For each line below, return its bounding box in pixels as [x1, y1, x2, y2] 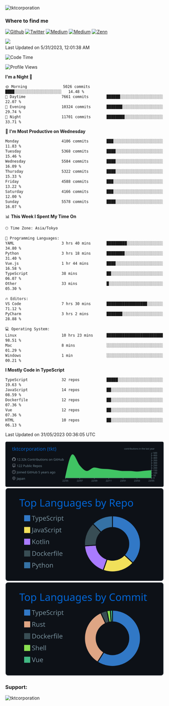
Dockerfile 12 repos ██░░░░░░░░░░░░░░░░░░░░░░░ [5, 397, 163, 403]
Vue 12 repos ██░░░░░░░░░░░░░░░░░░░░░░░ [5, 407, 163, 413]
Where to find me [5, 17, 49, 24]
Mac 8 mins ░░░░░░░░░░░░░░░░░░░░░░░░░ [5, 343, 163, 348]
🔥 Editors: [5, 297, 29, 302]
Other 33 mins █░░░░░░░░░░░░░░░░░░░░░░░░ [5, 281, 163, 286]
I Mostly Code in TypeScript [5, 367, 64, 373]
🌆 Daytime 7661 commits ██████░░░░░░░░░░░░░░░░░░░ [5, 94, 163, 99]
